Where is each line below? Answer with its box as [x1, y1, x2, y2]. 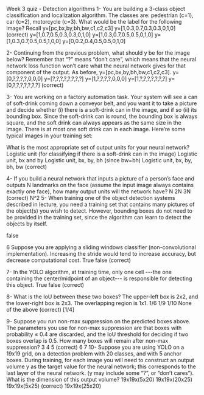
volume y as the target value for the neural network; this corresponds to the [6, 363, 196, 370]
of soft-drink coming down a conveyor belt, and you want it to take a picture [6, 100, 197, 107]
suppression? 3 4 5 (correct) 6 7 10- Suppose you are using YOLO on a [6, 343, 185, 351]
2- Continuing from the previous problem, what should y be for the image [6, 49, 190, 57]
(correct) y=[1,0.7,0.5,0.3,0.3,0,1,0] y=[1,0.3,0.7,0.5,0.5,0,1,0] [6, 31, 153, 38]
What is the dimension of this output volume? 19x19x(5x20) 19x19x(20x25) [6, 376, 193, 383]
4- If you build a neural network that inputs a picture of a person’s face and [6, 175, 195, 182]
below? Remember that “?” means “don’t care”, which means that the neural [6, 56, 197, 63]
